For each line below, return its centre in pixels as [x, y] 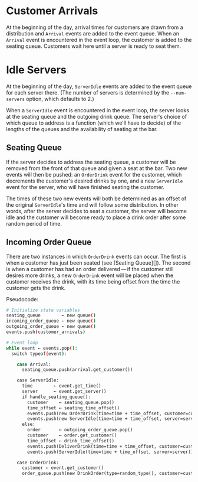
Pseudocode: [22, 299]
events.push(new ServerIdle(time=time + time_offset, [95, 419]
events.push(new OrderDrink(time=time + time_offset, [95, 413]
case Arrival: [34, 364]
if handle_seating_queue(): [56, 397]
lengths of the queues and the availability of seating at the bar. [82, 129]
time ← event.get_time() [61, 386]
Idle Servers [36, 70]
